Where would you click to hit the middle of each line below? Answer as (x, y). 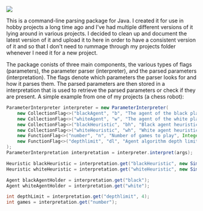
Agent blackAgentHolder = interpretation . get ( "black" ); (78, 180)
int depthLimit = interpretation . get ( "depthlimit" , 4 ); (78, 196)
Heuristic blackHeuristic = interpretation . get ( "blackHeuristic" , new (97, 163)
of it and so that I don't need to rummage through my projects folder (91, 46)
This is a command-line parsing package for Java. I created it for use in (95, 21)
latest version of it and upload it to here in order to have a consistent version (101, 40)
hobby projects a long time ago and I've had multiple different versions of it (100, 27)
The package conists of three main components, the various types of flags (99, 64)
